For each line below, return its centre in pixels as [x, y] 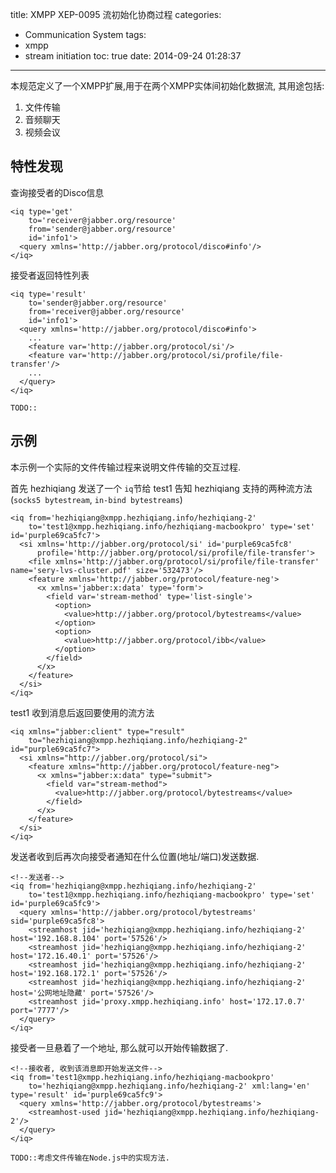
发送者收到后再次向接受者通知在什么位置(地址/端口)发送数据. [135, 856]
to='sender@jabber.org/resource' [98, 303]
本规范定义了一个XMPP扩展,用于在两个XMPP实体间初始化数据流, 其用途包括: [167, 86]
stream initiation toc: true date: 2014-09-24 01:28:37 [133, 56]
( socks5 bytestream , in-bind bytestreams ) [96, 499]
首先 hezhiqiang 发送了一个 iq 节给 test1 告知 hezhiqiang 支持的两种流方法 [161, 488]
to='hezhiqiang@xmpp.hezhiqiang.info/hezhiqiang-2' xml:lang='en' [169, 1086]
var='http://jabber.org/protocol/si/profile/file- [176, 355]
